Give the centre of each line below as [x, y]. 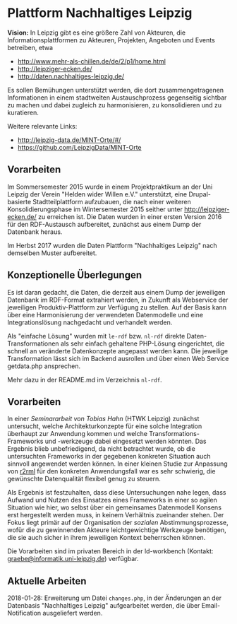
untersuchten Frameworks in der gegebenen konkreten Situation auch [109, 457]
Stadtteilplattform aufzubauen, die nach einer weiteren [112, 201]
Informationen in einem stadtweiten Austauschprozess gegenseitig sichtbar [117, 98]
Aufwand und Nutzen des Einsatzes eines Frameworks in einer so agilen [112, 500]
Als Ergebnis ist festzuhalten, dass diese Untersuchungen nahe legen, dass [117, 493]
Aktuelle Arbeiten [47, 581]
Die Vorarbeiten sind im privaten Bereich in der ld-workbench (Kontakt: [110, 551]
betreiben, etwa [30, 47]
